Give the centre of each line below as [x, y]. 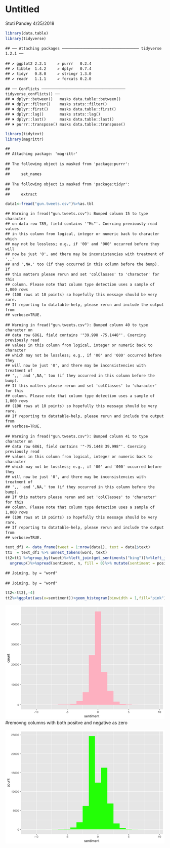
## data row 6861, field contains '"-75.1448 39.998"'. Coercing [75, 447]
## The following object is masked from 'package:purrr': [68, 164]
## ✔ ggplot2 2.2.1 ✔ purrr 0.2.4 [49, 64]
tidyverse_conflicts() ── [32, 94]
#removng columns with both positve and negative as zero [67, 722]
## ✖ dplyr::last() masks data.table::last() [60, 119]
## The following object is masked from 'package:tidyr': [68, 184]
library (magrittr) [25, 139]
